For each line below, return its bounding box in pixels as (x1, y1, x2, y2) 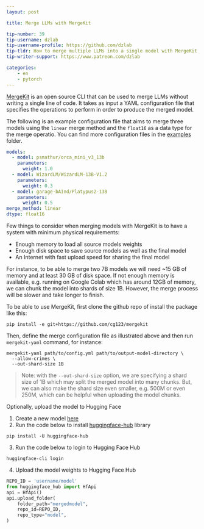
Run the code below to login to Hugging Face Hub (15, 444, 141, 451)
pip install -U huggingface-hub (6, 433, 88, 439)
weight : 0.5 (22, 200, 53, 206)
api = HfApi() (6, 489, 43, 495)
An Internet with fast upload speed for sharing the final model (15, 254, 170, 261)
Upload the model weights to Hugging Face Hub (15, 466, 136, 473)
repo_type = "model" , (17, 512, 67, 519)
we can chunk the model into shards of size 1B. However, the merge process (6, 285, 199, 292)
